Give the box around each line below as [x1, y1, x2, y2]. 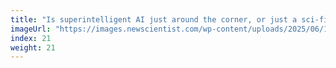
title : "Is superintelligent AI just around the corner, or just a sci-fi [10, 14, 329, 25]
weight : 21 [10, 42, 56, 53]
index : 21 [10, 33, 52, 43]
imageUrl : [10, 24, 52, 34]
